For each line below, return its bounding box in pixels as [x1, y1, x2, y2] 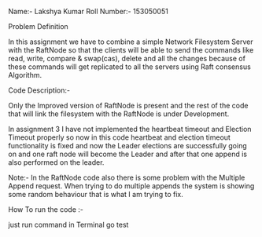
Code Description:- [8, 86, 71, 95]
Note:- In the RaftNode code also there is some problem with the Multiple [8, 173, 245, 182]
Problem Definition [8, 22, 68, 31]
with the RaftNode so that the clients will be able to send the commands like [8, 46, 254, 54]
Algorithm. [8, 71, 42, 79]
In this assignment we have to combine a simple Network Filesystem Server [8, 37, 253, 46]
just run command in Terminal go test [8, 220, 129, 229]
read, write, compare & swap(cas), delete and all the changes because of [8, 54, 246, 63]
